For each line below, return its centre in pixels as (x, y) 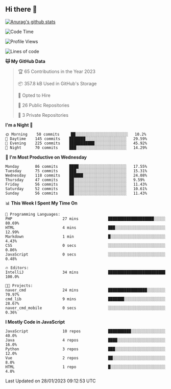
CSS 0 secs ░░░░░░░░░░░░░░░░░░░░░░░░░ (86, 245)
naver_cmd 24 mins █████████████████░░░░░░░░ (86, 290)
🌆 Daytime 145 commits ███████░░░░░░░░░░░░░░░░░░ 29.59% (76, 139)
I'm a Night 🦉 (19, 125)
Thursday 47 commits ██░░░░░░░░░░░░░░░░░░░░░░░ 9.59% (75, 180)
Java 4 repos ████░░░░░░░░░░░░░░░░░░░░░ (86, 340)
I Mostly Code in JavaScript (35, 322)
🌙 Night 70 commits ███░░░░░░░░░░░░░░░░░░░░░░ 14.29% (76, 148)
